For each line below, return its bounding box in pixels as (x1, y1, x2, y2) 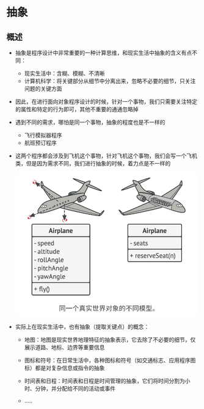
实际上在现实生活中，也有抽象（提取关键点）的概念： (15, 323, 150, 330)
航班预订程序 (24, 139, 57, 147)
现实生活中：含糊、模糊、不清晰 (24, 70, 105, 77)
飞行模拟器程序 (24, 132, 62, 139)
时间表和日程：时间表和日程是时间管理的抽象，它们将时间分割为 (24, 377, 185, 385)
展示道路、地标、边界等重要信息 (24, 343, 105, 351)
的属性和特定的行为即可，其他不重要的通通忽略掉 (15, 106, 139, 113)
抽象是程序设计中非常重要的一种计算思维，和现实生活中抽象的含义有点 (15, 49, 192, 56)
